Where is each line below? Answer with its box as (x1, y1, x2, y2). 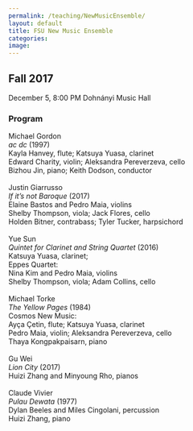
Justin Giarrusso (8, 183, 63, 193)
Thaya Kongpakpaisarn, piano (8, 337, 108, 346)
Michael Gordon (8, 131, 62, 141)
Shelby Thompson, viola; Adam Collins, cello (8, 277, 156, 287)
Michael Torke (8, 294, 56, 304)
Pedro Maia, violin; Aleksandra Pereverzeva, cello (8, 328, 172, 338)
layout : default (8, 19, 63, 27)
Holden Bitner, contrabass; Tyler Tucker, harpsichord (8, 217, 183, 226)
